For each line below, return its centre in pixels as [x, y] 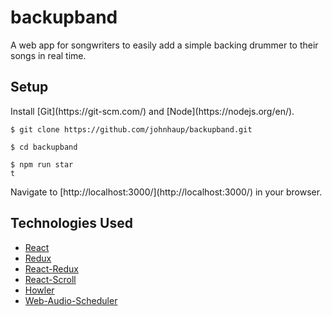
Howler [39, 290]
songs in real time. [48, 55]
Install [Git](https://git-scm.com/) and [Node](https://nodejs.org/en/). [152, 111]
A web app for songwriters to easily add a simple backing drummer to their [164, 45]
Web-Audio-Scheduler [71, 300]
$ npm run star [42, 164]
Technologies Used [71, 223]
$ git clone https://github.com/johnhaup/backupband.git [131, 129]
